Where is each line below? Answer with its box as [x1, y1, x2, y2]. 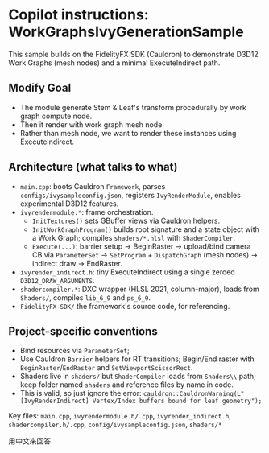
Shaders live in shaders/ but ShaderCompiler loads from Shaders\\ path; [19, 372, 256, 381]
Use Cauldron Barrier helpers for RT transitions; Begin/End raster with [19, 354, 255, 364]
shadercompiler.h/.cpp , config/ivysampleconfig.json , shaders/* [8, 420, 223, 430]
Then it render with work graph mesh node [19, 119, 163, 130]
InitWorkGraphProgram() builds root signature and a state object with [31, 224, 260, 234]
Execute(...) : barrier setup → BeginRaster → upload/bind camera [31, 241, 251, 251]
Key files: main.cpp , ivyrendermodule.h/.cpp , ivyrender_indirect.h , [8, 411, 232, 421]
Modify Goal [8, 81, 72, 95]
